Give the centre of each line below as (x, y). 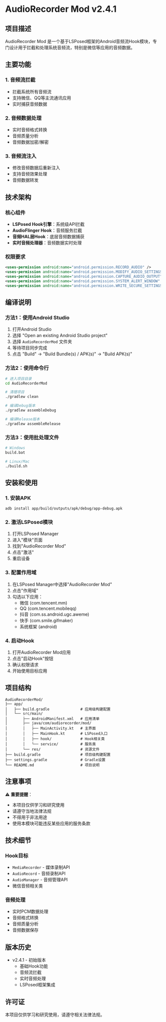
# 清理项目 (15, 392)
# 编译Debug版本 (20, 406)
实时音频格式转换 (30, 129)
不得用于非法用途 (30, 817)
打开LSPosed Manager (35, 534)
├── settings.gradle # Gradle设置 (55, 760)
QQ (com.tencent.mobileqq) (48, 608)
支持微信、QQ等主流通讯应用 (42, 98)
